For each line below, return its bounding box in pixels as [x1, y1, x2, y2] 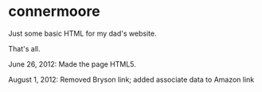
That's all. [8, 44, 41, 53]
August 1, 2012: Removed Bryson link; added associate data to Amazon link [8, 75, 255, 84]
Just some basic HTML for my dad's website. [8, 29, 157, 38]
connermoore [8, 2, 101, 21]
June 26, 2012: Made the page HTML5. [8, 59, 137, 69]
